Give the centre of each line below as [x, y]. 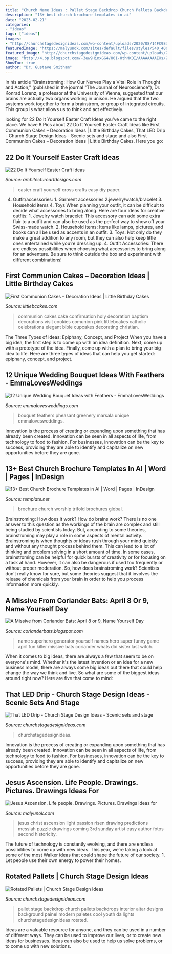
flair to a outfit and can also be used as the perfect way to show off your [89, 221]
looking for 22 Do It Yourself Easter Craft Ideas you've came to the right [81, 119]
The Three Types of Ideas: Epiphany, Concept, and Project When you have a [86, 337]
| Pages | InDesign [35, 477]
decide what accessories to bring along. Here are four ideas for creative [89, 210]
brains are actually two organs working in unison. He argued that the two [82, 99]
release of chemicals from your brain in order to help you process [74, 579]
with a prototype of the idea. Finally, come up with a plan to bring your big [83, 348]
